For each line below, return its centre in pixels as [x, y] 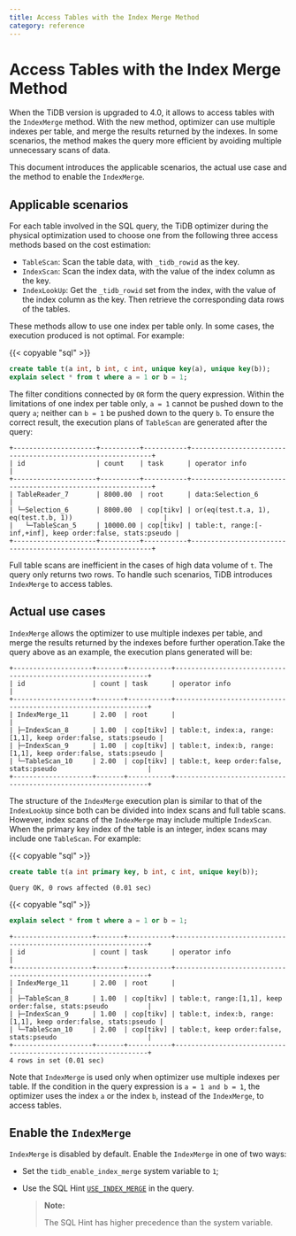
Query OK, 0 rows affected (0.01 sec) [80, 888]
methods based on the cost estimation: [80, 245]
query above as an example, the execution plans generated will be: [131, 652]
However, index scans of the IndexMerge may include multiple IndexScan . [140, 819]
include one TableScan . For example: [75, 838]
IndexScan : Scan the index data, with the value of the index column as [148, 272]
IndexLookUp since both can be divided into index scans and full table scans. [148, 810]
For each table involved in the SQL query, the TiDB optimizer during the [139, 226]
